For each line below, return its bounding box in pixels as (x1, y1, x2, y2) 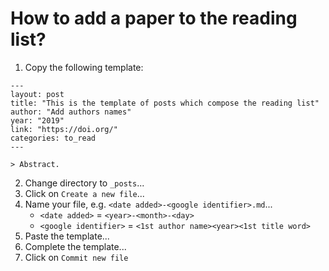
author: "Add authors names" (10, 107, 132, 117)
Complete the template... (24, 240, 127, 252)
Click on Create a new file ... (24, 187, 145, 199)
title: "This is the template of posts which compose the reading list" (10, 98, 320, 108)
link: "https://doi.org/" (10, 124, 118, 134)
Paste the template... (24, 230, 110, 242)
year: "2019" (10, 115, 65, 126)
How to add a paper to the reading (10, 7, 298, 30)
